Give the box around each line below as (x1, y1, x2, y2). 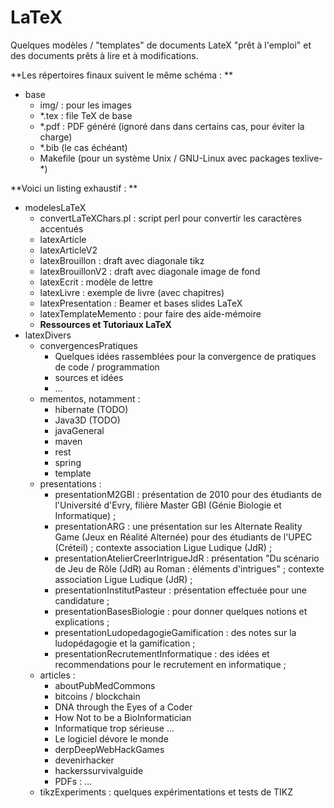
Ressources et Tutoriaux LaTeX (39, 318, 172, 330)
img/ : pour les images (39, 99, 132, 111)
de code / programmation (54, 361, 160, 373)
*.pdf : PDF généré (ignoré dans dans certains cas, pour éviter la (39, 120, 305, 132)
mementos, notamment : (39, 392, 141, 405)
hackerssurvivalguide (54, 764, 144, 776)
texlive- (291, 152, 323, 164)
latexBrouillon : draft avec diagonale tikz (39, 254, 205, 266)
